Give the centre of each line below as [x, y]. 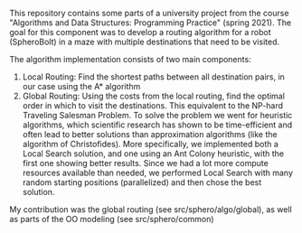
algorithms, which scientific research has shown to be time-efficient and [157, 125]
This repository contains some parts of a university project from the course [149, 13]
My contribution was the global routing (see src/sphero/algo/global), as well [151, 210]
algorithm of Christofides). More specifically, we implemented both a [150, 144]
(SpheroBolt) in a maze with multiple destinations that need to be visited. [145, 42]
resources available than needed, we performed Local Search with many [158, 172]
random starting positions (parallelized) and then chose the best [142, 182]
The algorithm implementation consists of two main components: [130, 59]
